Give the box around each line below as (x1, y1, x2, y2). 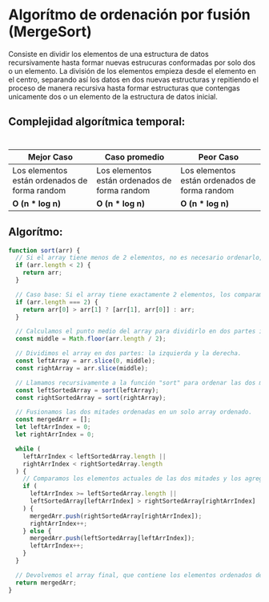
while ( (15, 445, 42, 453)
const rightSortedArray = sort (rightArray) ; (15, 394, 167, 402)
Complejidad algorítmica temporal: (8, 115, 186, 129)
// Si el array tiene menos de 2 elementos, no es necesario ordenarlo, (15, 254, 263, 262)
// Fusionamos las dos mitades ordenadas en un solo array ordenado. (15, 408, 252, 416)
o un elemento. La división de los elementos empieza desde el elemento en (8, 66, 256, 75)
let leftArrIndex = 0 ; (15, 423, 91, 431)
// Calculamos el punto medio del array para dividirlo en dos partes (15, 327, 256, 336)
